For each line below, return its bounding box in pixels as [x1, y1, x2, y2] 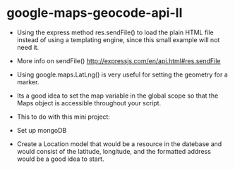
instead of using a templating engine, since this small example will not [16, 35, 220, 44]
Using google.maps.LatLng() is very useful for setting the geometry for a [16, 70, 229, 79]
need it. [16, 43, 40, 51]
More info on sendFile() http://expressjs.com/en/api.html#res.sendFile [16, 56, 221, 65]
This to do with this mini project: [16, 112, 111, 121]
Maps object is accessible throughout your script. [16, 98, 162, 107]
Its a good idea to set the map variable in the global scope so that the [16, 91, 219, 100]
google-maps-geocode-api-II [6, 5, 183, 21]
